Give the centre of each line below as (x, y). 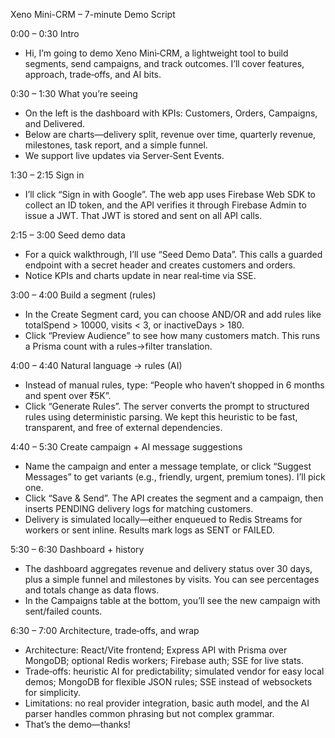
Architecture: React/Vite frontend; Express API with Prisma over (156, 650)
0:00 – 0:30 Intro (45, 33)
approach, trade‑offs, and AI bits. (93, 74)
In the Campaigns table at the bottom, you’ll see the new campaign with (172, 600)
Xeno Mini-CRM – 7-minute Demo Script (93, 14)
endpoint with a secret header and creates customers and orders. (160, 265)
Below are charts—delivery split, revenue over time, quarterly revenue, (170, 134)
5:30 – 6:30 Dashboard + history (77, 549)
